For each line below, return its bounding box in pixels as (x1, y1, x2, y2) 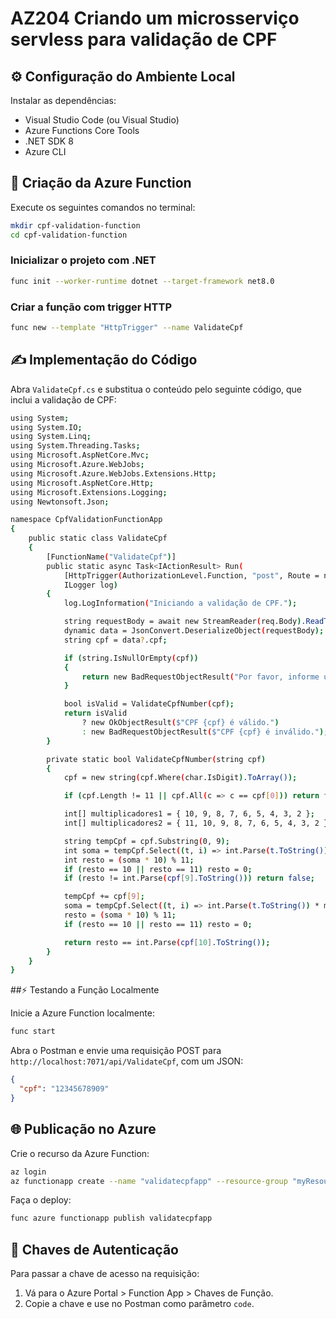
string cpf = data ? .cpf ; (63, 635, 168, 645)
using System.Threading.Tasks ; (10, 441, 141, 451)
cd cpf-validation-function (10, 230, 128, 240)
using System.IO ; (10, 422, 83, 432)
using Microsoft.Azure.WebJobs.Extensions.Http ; (10, 468, 217, 479)
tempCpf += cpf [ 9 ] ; (63, 892, 145, 902)
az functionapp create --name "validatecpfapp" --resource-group (10, 1176, 288, 1186)
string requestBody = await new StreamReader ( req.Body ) (63, 617, 302, 627)
